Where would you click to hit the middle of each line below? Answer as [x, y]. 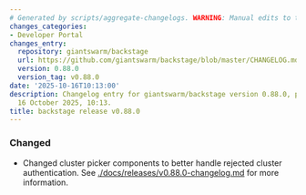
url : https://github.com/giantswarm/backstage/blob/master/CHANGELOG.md [158, 60]
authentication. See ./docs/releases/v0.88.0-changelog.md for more [151, 172]
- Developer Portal [46, 35]
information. [45, 182]
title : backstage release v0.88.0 [75, 111]
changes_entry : [38, 43]
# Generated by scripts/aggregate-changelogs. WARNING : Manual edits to [150, 18]
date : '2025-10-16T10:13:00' [65, 86]
